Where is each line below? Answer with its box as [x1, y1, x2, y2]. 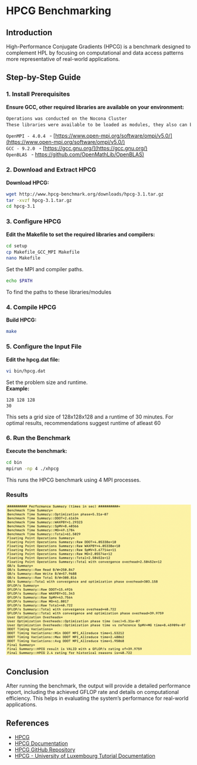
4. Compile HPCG [6, 304, 57, 312]
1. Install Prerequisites [6, 90, 70, 98]
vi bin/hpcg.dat [6, 368, 46, 374]
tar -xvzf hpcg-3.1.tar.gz [6, 197, 72, 203]
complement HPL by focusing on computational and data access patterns [6, 49, 184, 56]
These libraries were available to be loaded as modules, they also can [6, 122, 188, 127]
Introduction [6, 28, 53, 38]
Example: [6, 385, 30, 392]
